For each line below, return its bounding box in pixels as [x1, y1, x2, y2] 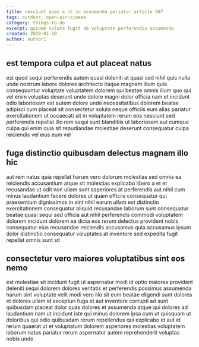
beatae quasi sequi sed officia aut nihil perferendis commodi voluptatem [6, 211, 183, 218]
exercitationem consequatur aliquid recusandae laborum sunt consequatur [6, 204, 189, 212]
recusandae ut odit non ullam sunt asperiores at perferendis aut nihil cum [6, 185, 185, 193]
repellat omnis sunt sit [6, 236, 61, 244]
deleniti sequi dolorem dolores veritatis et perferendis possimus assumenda [6, 285, 192, 292]
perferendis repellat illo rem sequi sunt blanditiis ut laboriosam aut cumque [6, 118, 189, 125]
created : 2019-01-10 [6, 31, 58, 37]
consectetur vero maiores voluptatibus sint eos [6, 254, 185, 264]
